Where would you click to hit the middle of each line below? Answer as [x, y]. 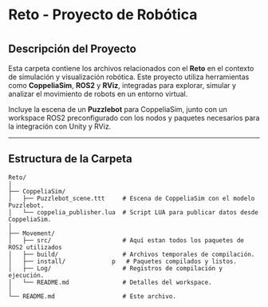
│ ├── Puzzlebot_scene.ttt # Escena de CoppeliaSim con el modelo [132, 198]
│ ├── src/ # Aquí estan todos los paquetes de [126, 240]
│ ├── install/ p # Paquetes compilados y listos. [123, 261]
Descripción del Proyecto [73, 49]
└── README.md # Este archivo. [93, 296]
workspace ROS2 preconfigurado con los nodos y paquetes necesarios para [134, 118]
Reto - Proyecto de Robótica [103, 15]
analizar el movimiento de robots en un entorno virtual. [98, 94]
